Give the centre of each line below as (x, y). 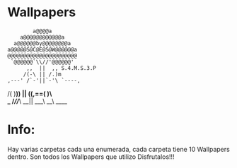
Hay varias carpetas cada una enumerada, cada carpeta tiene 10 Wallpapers (118, 149)
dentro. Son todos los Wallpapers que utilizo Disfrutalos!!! (91, 157)
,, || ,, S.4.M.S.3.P (61, 68)
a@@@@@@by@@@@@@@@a (42, 43)
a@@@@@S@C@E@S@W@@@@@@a (42, 49)
